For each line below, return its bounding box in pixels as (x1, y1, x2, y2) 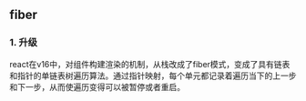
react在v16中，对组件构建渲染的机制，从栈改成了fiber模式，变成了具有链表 (9, 58, 291, 69)
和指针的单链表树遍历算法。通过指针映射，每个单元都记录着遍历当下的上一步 (9, 70, 297, 81)
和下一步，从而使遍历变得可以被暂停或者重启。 (9, 81, 185, 92)
